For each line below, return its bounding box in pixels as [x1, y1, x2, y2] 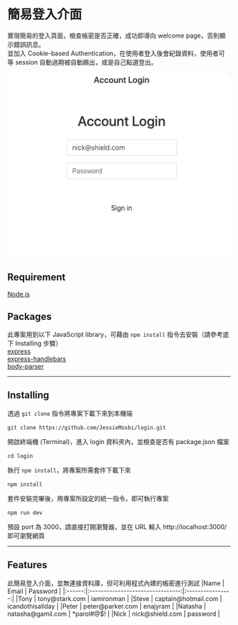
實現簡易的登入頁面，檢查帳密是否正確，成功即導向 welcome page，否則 [7, 31, 220, 40]
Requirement [7, 271, 66, 283]
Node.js [7, 290, 30, 299]
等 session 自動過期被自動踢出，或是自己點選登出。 [7, 57, 158, 66]
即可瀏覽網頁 [7, 531, 45, 540]
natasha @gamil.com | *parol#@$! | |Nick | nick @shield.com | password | [7, 609, 220, 618]
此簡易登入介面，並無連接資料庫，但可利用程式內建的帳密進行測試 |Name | [7, 579, 225, 587]
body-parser [7, 362, 45, 370]
